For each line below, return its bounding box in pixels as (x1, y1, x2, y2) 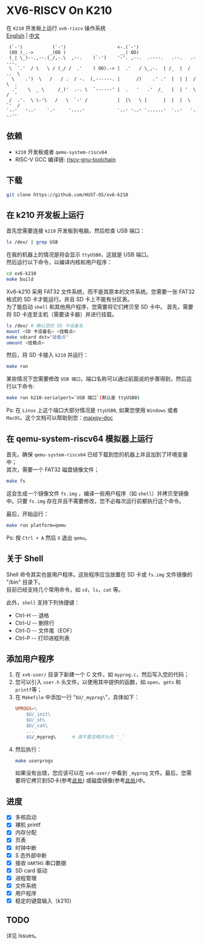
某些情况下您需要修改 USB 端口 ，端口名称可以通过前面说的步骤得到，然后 (6, 375, 187, 382)
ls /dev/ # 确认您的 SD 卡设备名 (6, 322, 83, 329)
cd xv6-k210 (6, 271, 36, 277)
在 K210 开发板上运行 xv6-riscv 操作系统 (6, 24, 106, 31)
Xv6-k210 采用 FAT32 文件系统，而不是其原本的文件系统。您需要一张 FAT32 (6, 288, 195, 295)
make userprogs (15, 758, 54, 764)
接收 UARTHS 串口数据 (15, 859, 67, 866)
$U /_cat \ (26, 722, 48, 729)
